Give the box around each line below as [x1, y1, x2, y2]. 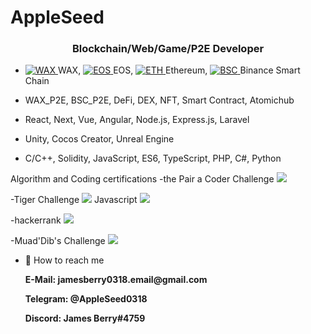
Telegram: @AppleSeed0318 [24, 293, 148, 305]
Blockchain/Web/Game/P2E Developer [71, 42, 265, 56]
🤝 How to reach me [24, 254, 105, 266]
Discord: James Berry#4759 [24, 312, 146, 325]
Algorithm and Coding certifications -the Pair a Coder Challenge [10, 173, 275, 185]
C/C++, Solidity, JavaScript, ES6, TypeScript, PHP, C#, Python [24, 152, 282, 165]
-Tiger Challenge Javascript [10, 194, 138, 206]
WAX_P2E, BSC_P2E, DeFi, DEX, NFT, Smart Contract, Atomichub [24, 94, 295, 106]
